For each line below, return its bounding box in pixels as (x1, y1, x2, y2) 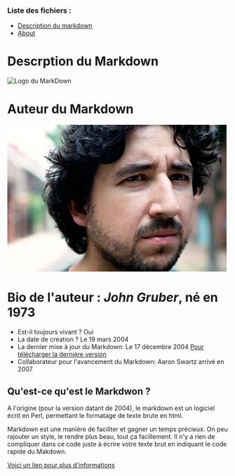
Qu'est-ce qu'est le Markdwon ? (7, 385, 151, 397)
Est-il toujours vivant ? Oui (17, 328, 94, 336)
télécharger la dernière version (17, 350, 107, 359)
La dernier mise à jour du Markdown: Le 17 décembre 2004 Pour (17, 343, 204, 351)
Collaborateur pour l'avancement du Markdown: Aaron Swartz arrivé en (17, 358, 224, 366)
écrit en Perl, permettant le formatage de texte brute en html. (7, 411, 184, 419)
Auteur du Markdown (7, 101, 134, 117)
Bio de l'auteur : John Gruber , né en (7, 290, 219, 306)
